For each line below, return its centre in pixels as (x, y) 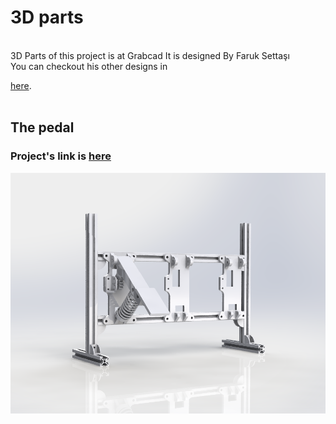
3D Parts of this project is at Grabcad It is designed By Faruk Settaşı (150, 55)
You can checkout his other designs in (89, 66)
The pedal (42, 127)
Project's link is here (61, 156)
